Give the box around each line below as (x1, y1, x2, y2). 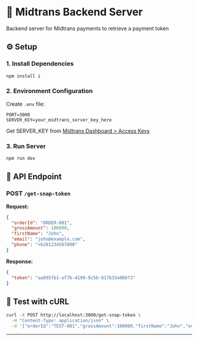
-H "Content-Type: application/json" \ (11, 318, 110, 324)
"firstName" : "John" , (11, 231, 65, 237)
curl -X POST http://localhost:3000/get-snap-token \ (6, 312, 141, 318)
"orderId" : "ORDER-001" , (11, 219, 72, 226)
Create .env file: (6, 100, 45, 107)
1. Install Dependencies (6, 60, 74, 68)
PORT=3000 (6, 112, 31, 117)
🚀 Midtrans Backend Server (6, 5, 143, 19)
